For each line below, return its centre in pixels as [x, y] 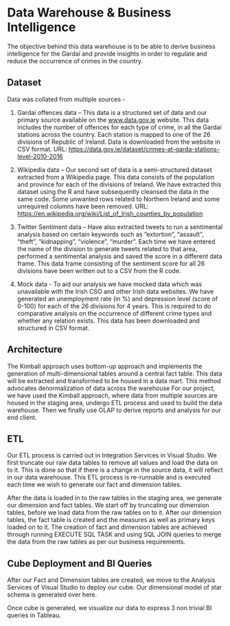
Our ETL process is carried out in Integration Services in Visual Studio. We [112, 455]
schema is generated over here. [52, 595]
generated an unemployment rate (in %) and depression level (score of [117, 299]
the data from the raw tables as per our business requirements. [96, 542]
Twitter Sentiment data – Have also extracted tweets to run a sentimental [120, 227]
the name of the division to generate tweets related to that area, [107, 248]
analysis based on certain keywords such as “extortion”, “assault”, [110, 234]
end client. [22, 417]
